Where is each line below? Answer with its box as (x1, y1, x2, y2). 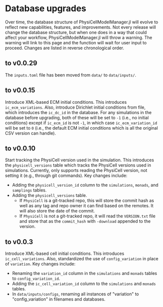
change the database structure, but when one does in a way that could (5, 29, 147, 35)
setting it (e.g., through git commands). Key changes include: (5, 173, 127, 178)
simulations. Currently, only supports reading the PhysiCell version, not (5, 168, 147, 173)
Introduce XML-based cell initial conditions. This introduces (5, 250, 125, 256)
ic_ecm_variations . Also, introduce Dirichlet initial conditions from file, (5, 104, 146, 110)
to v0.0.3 (5, 237, 33, 246)
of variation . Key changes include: (5, 261, 76, 267)
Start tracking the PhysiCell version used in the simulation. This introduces (5, 157, 154, 163)
